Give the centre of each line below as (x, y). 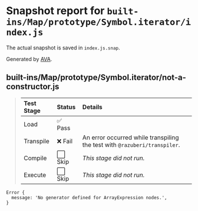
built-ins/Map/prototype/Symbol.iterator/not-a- (96, 78)
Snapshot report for (55, 11)
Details (93, 107)
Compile (35, 158)
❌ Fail (65, 141)
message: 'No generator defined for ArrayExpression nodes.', (89, 197)
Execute (35, 175)
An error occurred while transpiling (131, 138)
